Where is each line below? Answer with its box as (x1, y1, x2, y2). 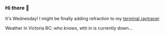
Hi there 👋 (5, 4, 30, 11)
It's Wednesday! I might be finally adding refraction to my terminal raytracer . (5, 16, 161, 22)
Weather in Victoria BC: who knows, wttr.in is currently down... (5, 25, 133, 31)
